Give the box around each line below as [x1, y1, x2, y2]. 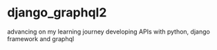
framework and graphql [7, 34, 75, 42]
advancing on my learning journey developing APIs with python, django [7, 27, 211, 36]
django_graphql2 [7, 5, 107, 21]
